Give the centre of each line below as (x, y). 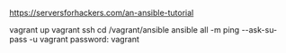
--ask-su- (259, 30)
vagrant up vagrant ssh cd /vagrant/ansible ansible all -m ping (125, 30)
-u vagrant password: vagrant (84, 39)
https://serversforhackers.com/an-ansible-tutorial (102, 13)
